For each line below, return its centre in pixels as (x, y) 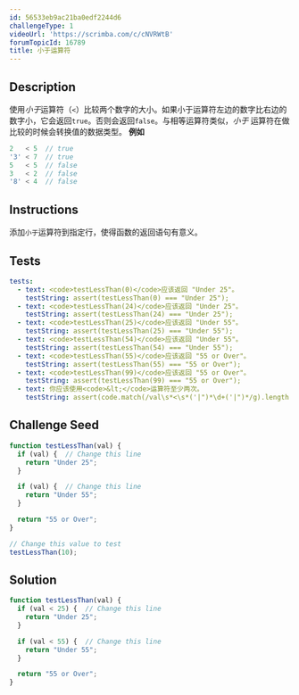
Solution (33, 579)
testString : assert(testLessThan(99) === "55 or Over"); (133, 381)
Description (42, 87)
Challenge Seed (54, 425)
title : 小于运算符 (40, 51)
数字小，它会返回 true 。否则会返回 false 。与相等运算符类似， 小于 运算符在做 (149, 120)
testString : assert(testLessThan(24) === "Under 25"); (129, 314)
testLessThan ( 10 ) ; (43, 552)
